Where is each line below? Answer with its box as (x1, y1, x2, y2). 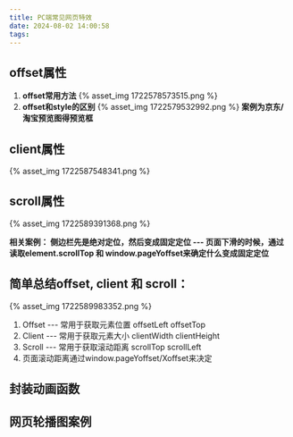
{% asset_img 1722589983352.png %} (9, 300, 153, 311)
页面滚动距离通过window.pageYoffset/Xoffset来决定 (21, 352, 213, 363)
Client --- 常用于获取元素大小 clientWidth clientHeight (21, 330, 221, 340)
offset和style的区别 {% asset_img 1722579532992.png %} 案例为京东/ (21, 102, 284, 113)
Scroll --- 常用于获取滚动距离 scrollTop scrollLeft (21, 341, 202, 352)
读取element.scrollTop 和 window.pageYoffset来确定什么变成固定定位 (9, 248, 270, 258)
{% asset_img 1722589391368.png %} (9, 218, 151, 229)
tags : (9, 29, 29, 38)
